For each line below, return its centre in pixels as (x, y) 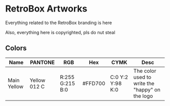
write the (144, 83)
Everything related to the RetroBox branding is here (59, 23)
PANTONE (42, 62)
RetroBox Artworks (46, 9)
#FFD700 (94, 83)
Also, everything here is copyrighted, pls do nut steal (60, 32)
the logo (143, 96)
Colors (16, 48)
